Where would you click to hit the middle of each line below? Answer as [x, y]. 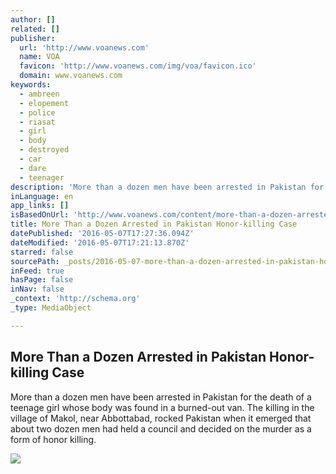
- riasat [37, 122]
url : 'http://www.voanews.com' [84, 47]
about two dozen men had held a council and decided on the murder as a [161, 428]
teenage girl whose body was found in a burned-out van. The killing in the [162, 407]
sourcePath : [35, 261]
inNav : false [37, 289]
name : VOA [39, 57]
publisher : [33, 38]
